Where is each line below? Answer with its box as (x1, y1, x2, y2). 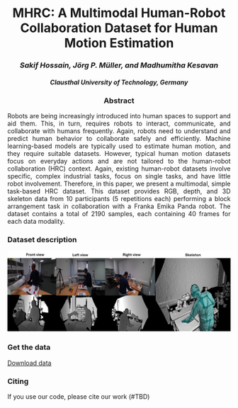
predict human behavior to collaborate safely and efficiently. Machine (7, 135, 231, 142)
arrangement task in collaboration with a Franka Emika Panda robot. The (7, 202, 231, 210)
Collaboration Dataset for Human (20, 20, 218, 36)
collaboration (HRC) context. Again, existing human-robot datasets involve (7, 164, 231, 173)
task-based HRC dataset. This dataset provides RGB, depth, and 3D (7, 187, 231, 195)
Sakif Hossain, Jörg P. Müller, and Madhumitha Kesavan (19, 60, 218, 70)
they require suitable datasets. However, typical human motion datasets (7, 149, 231, 157)
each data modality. (7, 217, 65, 225)
